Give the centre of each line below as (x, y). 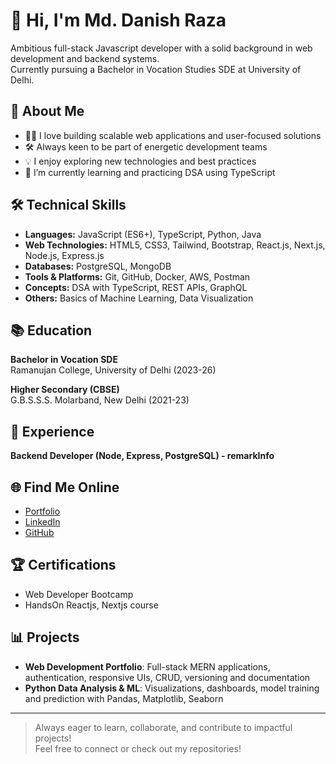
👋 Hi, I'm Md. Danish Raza (118, 20)
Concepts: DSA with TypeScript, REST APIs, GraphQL (136, 287)
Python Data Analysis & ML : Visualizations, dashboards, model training (172, 688)
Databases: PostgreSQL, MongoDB (98, 266)
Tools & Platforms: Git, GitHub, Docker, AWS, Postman (137, 276)
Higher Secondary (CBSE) (65, 390)
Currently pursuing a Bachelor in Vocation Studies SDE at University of (156, 69)
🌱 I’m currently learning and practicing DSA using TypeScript (150, 172)
